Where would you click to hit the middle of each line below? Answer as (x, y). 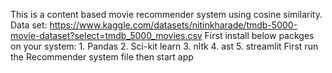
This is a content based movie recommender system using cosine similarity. (166, 14)
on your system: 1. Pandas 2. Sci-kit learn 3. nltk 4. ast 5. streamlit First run (164, 46)
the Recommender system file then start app (102, 57)
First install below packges (259, 35)
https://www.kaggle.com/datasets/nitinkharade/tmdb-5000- (173, 25)
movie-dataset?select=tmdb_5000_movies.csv (106, 35)
